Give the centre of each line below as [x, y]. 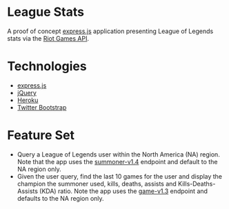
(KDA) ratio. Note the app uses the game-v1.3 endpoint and [123, 191]
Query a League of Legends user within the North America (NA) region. [119, 154]
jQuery [27, 92]
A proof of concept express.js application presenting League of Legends [110, 31]
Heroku [28, 100]
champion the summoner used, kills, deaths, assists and [97, 183]
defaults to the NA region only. [61, 198]
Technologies [47, 67]
